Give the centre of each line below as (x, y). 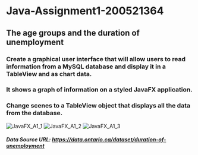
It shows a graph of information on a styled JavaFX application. (99, 90)
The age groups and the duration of (73, 33)
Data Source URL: (29, 140)
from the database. (34, 113)
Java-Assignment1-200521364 (85, 11)
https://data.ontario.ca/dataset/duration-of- (109, 140)
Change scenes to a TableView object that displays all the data (98, 106)
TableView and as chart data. (49, 74)
